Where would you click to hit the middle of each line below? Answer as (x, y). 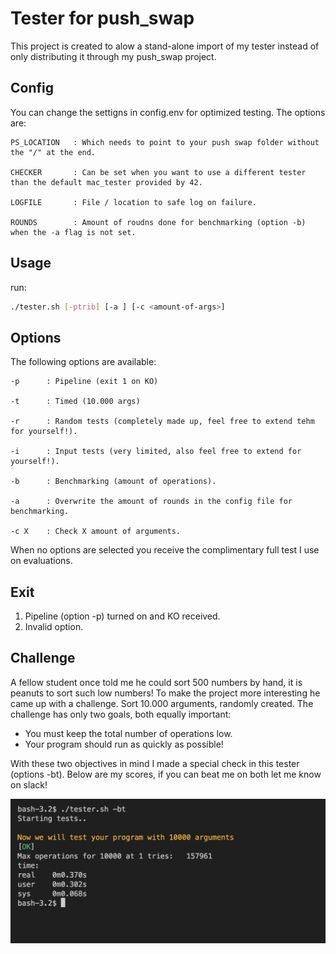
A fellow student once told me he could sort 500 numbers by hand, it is (156, 682)
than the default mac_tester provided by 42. (106, 182)
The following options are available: (83, 362)
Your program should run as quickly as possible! (124, 744)
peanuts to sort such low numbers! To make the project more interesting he (165, 693)
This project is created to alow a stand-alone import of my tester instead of (165, 46)
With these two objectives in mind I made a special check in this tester (155, 763)
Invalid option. (54, 627)
